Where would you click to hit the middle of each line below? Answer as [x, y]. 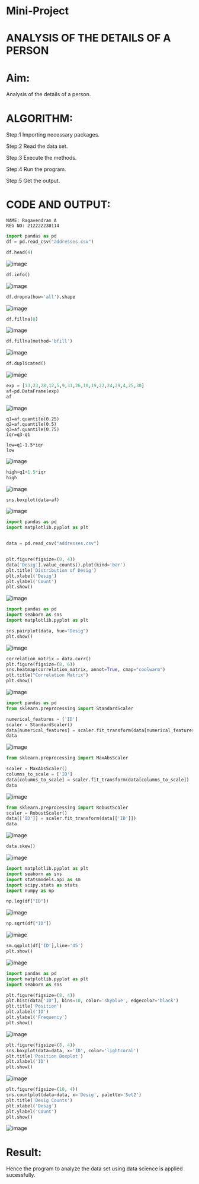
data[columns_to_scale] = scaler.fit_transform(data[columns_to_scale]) [98, 780]
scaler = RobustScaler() [37, 813]
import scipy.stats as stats [42, 885]
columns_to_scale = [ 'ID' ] [39, 774]
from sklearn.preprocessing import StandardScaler [70, 708]
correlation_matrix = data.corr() [49, 659]
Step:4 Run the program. [36, 169]
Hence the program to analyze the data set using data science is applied [94, 1169]
